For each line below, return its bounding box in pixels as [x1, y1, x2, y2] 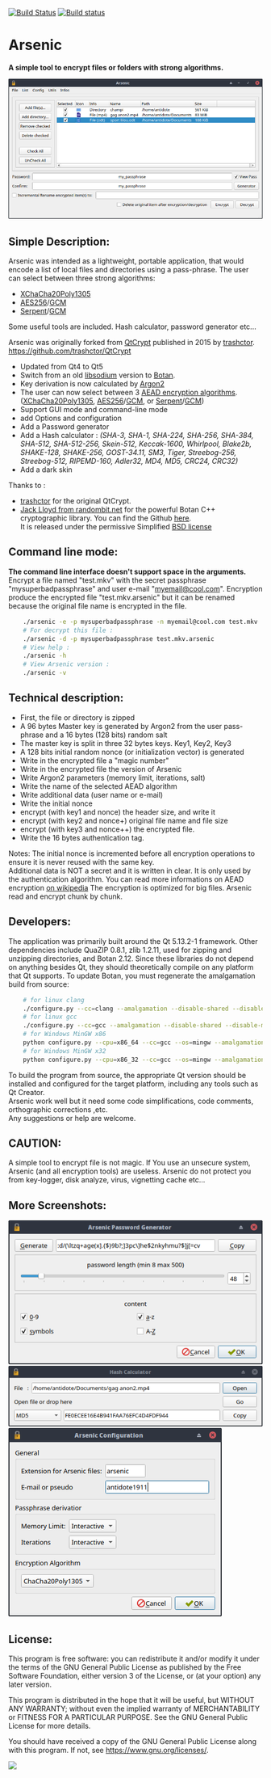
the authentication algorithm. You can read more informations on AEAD [8, 874, 244, 884]
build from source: [8, 979, 70, 989]
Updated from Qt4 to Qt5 [19, 362, 103, 372]
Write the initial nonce [19, 798, 93, 808]
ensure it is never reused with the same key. [8, 857, 155, 866]
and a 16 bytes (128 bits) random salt [45, 730, 168, 739]
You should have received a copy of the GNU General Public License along [8, 1737, 256, 1746]
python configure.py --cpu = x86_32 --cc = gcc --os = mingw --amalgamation [23, 1055, 265, 1064]
